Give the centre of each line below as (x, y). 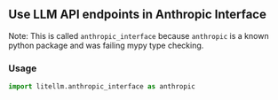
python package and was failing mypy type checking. (106, 45)
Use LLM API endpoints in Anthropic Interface (138, 15)
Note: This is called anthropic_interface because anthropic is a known (139, 35)
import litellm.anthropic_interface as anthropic (102, 87)
